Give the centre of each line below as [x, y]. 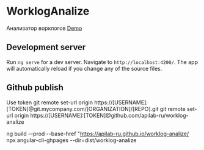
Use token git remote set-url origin [50, 102]
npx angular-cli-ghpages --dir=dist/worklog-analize [71, 140]
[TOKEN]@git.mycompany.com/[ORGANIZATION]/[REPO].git [82, 109]
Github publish [35, 87]
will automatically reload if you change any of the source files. [84, 68]
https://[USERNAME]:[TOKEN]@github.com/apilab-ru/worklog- [109, 115]
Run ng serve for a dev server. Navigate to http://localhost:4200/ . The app [102, 62]
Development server [46, 47]
